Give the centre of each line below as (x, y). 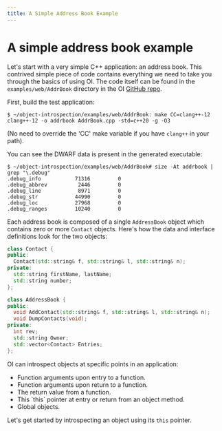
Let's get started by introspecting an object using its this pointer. (99, 420)
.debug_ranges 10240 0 (64, 209)
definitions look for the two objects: (57, 236)
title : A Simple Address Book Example (63, 13)
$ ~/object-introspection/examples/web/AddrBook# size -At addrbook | (110, 167)
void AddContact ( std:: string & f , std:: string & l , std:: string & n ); (112, 313)
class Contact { (30, 249)
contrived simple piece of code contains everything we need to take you (110, 74)
